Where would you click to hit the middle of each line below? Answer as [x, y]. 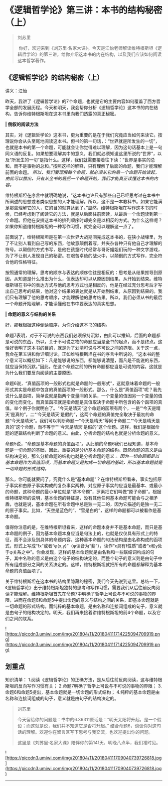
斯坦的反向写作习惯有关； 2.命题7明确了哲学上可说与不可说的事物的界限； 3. [84, 686]
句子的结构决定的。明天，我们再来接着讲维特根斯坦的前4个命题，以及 [85, 612]
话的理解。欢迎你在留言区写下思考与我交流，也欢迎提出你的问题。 [85, 732]
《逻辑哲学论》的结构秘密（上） [54, 78]
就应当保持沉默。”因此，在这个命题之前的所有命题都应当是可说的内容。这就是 [84, 366]
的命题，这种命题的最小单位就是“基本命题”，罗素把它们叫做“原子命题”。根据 [83, 492]
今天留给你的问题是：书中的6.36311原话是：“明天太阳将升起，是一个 [87, 719]
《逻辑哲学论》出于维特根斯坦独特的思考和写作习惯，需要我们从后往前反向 [81, 587]
